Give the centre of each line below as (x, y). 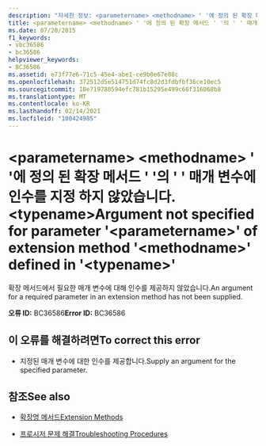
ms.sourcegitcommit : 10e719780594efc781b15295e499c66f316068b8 (115, 89)
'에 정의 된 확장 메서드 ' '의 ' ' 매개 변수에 (132, 177)
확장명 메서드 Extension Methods (71, 417)
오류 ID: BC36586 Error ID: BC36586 (67, 313)
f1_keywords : (30, 38)
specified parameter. (53, 370)
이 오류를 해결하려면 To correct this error (104, 340)
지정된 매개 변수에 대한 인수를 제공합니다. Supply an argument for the (127, 360)
